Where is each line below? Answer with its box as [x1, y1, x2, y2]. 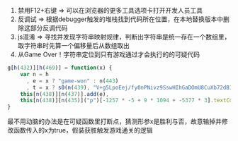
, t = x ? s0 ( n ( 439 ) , [25, 84, 91, 91]
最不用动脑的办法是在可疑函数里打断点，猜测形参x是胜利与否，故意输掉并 [7, 117, 222, 125]
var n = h [20, 70, 50, 78]
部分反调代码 [30, 24, 68, 32]
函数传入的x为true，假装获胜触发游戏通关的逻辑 [13, 126, 153, 135]
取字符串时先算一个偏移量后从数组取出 [17, 42, 130, 49]
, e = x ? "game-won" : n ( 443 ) [25, 77, 119, 85]
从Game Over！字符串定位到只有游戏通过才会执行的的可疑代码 [17, 50, 200, 59]
